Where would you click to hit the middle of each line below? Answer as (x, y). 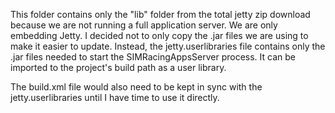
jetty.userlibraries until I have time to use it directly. (115, 97)
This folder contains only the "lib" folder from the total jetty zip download (160, 14)
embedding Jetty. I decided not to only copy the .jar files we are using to (159, 35)
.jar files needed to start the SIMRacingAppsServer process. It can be (153, 57)
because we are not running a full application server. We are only (144, 25)
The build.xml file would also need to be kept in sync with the (136, 87)
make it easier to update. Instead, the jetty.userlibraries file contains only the (168, 46)
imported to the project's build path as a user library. (118, 67)
